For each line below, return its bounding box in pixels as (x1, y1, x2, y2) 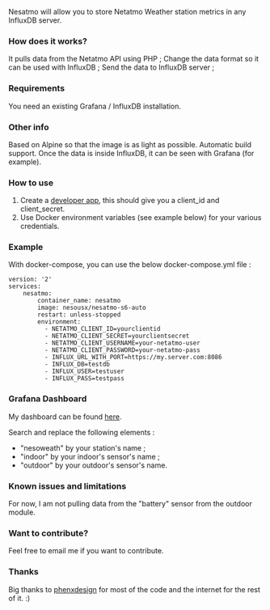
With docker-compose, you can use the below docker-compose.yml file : (8, 260, 251, 269)
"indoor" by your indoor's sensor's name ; (19, 451, 160, 461)
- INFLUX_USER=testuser (44, 367, 125, 375)
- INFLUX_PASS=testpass (44, 375, 125, 383)
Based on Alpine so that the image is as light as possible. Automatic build (8, 139, 252, 149)
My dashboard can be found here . (8, 412, 122, 421)
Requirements (8, 83, 65, 94)
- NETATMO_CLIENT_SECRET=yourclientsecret (44, 332, 190, 341)
